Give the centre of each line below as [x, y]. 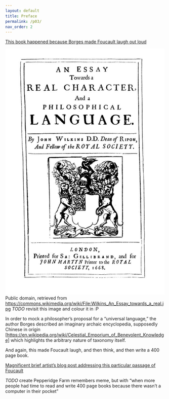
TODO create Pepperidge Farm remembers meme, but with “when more [80, 380]
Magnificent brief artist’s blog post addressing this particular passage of [80, 365]
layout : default [22, 11]
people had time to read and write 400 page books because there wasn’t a [83, 386]
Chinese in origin [23, 329]
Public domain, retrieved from [36, 298]
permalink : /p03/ [24, 21]
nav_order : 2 [19, 27]
